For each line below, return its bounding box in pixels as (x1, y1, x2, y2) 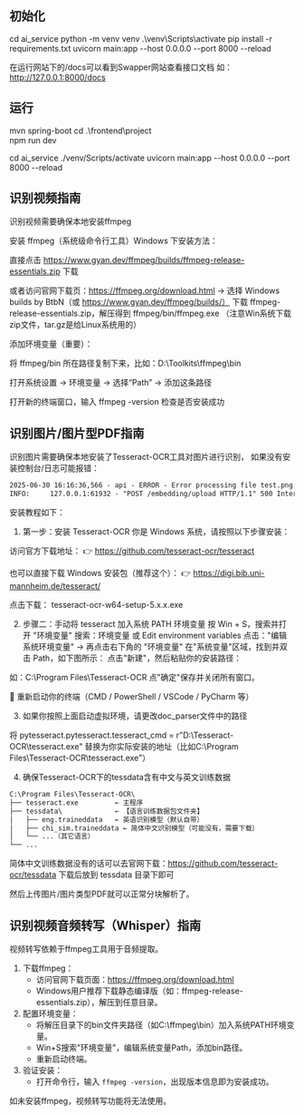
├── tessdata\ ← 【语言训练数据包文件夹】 (9, 807, 204, 816)
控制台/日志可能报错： (16, 463, 100, 474)
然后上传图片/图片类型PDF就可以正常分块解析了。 (9, 888, 195, 900)
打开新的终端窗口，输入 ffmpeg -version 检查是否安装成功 (9, 396, 225, 407)
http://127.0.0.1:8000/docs (9, 72, 106, 83)
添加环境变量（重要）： (9, 338, 93, 349)
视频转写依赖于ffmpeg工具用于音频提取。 (9, 943, 164, 954)
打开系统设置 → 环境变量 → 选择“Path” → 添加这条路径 (9, 377, 213, 388)
